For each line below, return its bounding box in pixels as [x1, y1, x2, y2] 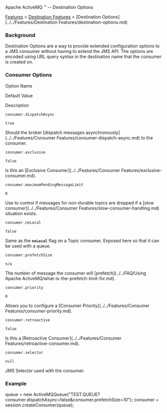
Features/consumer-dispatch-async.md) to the [56, 134, 153, 140]
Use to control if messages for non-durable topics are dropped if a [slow [5, 199, 154, 205]
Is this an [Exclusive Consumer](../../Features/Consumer [5, 167, 121, 173]
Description [5, 102, 29, 108]
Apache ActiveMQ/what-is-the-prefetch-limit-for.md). [5, 275, 116, 281]
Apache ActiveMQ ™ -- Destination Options [5, 4, 94, 10]
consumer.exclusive [5, 149, 46, 154]
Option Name [5, 82, 32, 89]
